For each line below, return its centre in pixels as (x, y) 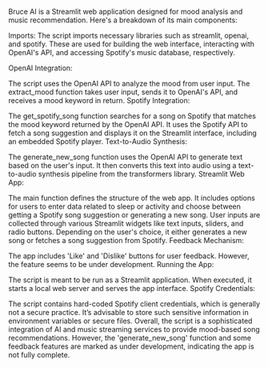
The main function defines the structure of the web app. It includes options (132, 198)
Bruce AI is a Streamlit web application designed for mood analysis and (126, 12)
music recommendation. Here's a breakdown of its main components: (123, 20)
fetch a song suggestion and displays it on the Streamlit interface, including (133, 133)
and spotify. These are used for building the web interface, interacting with (131, 44)
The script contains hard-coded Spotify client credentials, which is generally (134, 304)
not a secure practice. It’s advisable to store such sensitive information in (129, 312)
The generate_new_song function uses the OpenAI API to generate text (125, 157)
